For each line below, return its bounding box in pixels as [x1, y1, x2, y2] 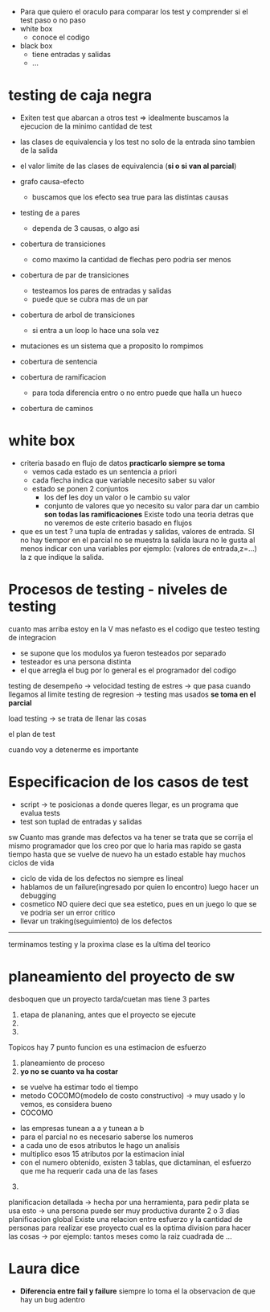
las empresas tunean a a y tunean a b [19, 1123, 145, 1133]
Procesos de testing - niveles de [8, 581, 227, 598]
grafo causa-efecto [19, 176, 84, 186]
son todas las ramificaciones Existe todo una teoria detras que [43, 509, 255, 519]
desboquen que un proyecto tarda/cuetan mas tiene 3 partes [8, 993, 211, 1004]
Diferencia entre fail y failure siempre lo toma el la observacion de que [19, 1286, 256, 1296]
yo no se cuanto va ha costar [19, 1066, 119, 1076]
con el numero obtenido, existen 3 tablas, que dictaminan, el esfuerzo [19, 1158, 252, 1167]
